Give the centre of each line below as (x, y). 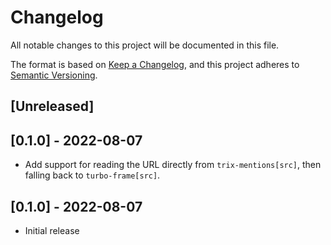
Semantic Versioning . (54, 75)
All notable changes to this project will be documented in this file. (145, 45)
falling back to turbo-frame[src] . (92, 175)
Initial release (52, 230)
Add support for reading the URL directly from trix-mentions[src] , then (173, 165)
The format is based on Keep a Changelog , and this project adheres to (155, 64)
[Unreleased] (52, 106)
